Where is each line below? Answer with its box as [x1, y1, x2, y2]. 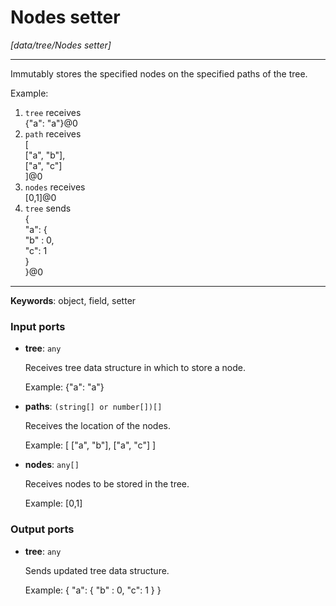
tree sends [24, 202, 72, 214]
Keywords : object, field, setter [10, 294, 137, 306]
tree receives [24, 106, 82, 118]
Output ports [10, 522, 75, 536]
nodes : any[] [24, 459, 80, 471]
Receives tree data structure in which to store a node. [24, 362, 246, 374]
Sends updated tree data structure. [24, 564, 170, 576]
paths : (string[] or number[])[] [24, 401, 163, 413]
